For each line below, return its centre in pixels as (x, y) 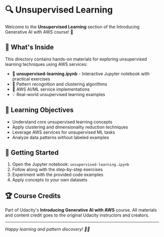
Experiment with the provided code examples (58, 175)
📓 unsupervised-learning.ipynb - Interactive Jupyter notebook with (81, 74)
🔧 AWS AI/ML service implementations (51, 89)
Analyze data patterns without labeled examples (61, 137)
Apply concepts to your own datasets (50, 180)
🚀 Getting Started (32, 152)
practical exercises (31, 79)
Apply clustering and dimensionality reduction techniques (70, 127)
